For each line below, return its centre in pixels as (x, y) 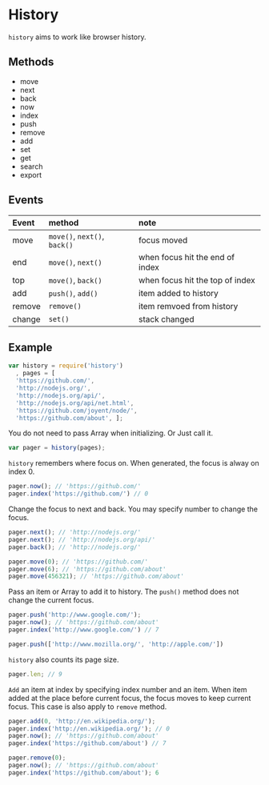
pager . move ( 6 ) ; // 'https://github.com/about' (87, 569)
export (31, 174)
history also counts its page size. (64, 659)
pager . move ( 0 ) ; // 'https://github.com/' (78, 562)
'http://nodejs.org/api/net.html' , (75, 403)
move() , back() (75, 280)
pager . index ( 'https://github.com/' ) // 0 (78, 494)
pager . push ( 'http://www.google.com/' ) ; (75, 615)
